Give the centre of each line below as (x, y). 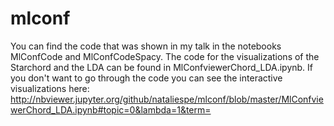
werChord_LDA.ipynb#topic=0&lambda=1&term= (111, 109)
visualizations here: (50, 88)
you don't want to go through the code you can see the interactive (146, 78)
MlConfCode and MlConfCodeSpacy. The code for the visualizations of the (165, 56)
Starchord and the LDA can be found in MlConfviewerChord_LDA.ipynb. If (162, 67)
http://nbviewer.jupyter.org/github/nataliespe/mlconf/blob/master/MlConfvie (167, 99)
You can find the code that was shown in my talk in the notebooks (146, 46)
